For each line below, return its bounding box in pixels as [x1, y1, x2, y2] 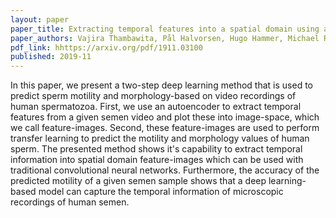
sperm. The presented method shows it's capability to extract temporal [10, 143, 303, 155]
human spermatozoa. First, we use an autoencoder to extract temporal [10, 101, 302, 113]
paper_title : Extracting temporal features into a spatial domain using [10, 24, 320, 34]
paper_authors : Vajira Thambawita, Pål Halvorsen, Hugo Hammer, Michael [10, 33, 320, 43]
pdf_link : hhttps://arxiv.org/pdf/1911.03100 [10, 42, 203, 53]
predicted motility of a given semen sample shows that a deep [10, 175, 267, 187]
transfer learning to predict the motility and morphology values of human [10, 132, 310, 145]
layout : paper [10, 14, 70, 25]
